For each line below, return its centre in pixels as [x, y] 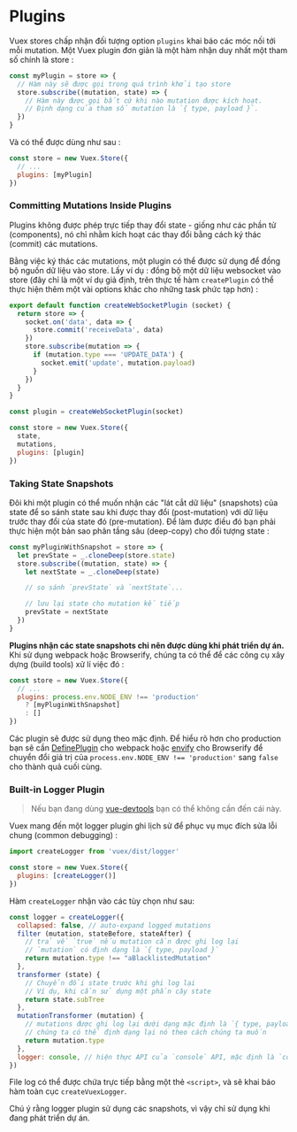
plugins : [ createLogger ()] [67, 876]
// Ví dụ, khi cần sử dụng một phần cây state [118, 991]
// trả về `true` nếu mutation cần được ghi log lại [132, 942]
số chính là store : [42, 59]
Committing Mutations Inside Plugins [91, 205]
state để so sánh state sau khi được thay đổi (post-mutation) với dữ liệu [139, 512]
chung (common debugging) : [63, 836]
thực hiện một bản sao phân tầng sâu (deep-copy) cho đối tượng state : [139, 531]
